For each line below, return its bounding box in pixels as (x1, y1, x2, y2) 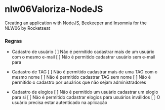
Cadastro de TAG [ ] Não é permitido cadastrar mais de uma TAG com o (11, 69, 158, 75)
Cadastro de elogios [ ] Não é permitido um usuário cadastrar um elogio (11, 89, 159, 95)
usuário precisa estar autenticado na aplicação (11, 100, 107, 106)
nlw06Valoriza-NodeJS (4, 3, 103, 15)
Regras (4, 37, 22, 44)
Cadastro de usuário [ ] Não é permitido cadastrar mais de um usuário (11, 49, 155, 55)
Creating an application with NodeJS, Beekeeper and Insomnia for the (4, 20, 147, 26)
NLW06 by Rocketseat (4, 25, 50, 31)
